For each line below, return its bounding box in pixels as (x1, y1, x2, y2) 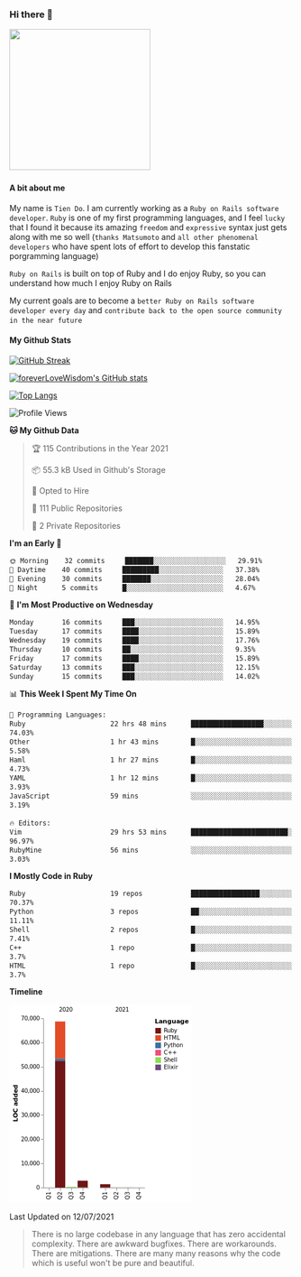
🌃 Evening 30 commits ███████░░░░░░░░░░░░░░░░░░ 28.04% (9, 574, 260, 583)
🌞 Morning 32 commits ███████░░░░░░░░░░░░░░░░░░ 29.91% (9, 556, 263, 565)
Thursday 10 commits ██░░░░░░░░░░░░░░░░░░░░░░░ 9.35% (9, 644, 256, 653)
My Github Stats (9, 335, 72, 346)
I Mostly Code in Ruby (9, 870, 93, 881)
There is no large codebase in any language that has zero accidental (31, 1228, 287, 1239)
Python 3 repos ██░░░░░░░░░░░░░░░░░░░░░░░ (9, 907, 293, 916)
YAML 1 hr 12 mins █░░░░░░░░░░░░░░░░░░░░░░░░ (9, 773, 293, 782)
